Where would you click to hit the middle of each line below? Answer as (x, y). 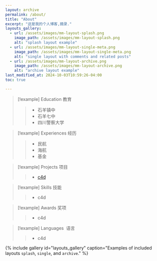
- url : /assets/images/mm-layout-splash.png (57, 33)
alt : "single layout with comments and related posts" (73, 56)
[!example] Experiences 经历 (47, 133)
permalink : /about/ (26, 15)
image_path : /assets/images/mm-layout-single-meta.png (73, 52)
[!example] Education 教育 (44, 99)
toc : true (16, 80)
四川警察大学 (51, 122)
